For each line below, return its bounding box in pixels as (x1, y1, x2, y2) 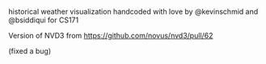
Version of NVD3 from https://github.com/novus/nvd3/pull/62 (8, 31, 213, 40)
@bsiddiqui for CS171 (8, 15, 79, 25)
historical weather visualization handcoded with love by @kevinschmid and (8, 7, 259, 16)
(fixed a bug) (8, 46, 52, 55)
